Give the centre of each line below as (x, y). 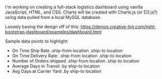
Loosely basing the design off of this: (42, 27)
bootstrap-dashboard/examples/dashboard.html (54, 32)
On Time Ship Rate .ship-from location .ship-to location (67, 51)
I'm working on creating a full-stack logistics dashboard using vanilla (74, 7)
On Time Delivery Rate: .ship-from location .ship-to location (72, 56)
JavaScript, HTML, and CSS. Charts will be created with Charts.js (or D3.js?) (81, 12)
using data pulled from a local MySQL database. (53, 17)
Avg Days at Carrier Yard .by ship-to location (57, 71)
